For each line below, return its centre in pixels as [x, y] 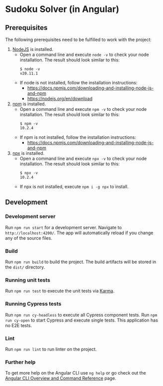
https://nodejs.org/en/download [60, 99]
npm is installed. [29, 104]
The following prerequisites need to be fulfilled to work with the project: [78, 39]
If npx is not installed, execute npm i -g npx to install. [74, 187]
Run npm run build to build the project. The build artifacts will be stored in [81, 262]
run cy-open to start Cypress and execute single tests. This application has [81, 320]
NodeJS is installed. [33, 49]
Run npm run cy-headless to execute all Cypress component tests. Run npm [81, 315]
